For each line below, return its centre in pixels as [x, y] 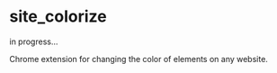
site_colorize [58, 17]
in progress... [34, 41]
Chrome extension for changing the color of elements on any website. [138, 59]
